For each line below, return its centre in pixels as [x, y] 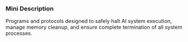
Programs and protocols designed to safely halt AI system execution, [89, 21]
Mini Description [30, 9]
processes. [19, 33]
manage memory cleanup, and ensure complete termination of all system [94, 27]
